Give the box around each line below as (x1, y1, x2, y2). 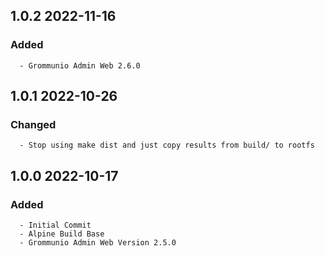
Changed (10, 118, 57, 131)
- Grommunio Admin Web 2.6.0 (19, 60, 141, 71)
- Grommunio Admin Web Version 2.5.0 (19, 238, 177, 248)
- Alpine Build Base (19, 229, 105, 239)
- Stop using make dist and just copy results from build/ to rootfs (19, 140, 315, 151)
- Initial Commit (19, 220, 92, 231)
